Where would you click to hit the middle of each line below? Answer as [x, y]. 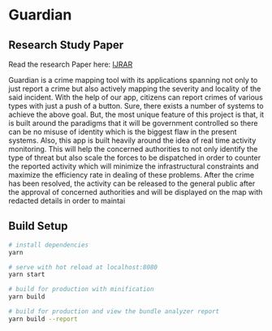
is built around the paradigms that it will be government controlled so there [133, 123]
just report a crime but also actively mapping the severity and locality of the [135, 88]
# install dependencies [49, 245]
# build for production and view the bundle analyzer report [114, 312]
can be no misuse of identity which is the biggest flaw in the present [123, 132]
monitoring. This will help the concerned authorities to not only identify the [133, 149]
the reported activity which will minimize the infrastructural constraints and [134, 166]
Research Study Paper [66, 45]
